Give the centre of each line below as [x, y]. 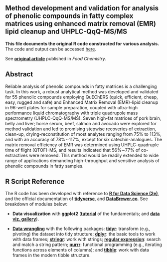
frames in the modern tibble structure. [51, 255]
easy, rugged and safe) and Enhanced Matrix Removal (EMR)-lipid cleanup [82, 102]
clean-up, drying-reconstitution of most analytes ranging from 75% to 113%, [83, 134]
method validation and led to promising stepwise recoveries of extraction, [81, 129]
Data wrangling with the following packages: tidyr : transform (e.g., [81, 229]
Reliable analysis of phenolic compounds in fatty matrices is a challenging [81, 86]
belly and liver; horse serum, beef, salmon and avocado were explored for [81, 123]
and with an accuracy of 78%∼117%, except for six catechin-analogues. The [84, 139]
